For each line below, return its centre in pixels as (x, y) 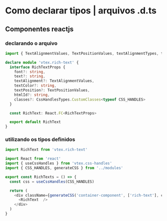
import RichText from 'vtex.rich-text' (46, 150)
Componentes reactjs (39, 29)
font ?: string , (30, 72)
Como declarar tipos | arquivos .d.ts (81, 11)
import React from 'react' (33, 159)
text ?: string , (30, 76)
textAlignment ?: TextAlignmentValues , (54, 81)
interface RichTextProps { (38, 67)
